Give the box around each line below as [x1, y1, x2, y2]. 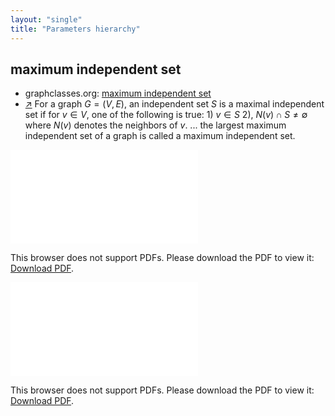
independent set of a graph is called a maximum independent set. [24, 130, 296, 142]
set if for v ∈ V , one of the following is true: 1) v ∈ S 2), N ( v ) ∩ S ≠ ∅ [24, 109, 308, 121]
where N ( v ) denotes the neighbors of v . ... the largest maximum [24, 119, 287, 131]
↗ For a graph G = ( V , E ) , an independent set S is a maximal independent [24, 98, 325, 110]
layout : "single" [10, 14, 83, 25]
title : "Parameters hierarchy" [10, 24, 141, 34]
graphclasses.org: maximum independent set [24, 87, 212, 100]
